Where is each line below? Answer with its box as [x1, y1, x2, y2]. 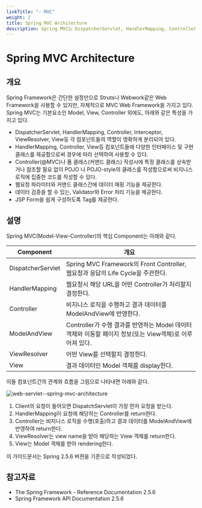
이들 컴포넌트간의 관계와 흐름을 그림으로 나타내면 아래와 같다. [6, 378, 149, 385]
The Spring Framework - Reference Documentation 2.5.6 [14, 488, 156, 495]
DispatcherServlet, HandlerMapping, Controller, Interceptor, [14, 129, 163, 136]
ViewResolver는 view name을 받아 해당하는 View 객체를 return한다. [14, 433, 176, 440]
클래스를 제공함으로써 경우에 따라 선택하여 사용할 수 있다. [14, 151, 148, 158]
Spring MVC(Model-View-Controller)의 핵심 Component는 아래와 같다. [6, 232, 177, 240]
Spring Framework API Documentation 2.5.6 [14, 495, 124, 502]
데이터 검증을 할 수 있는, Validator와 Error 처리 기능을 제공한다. [14, 188, 163, 196]
